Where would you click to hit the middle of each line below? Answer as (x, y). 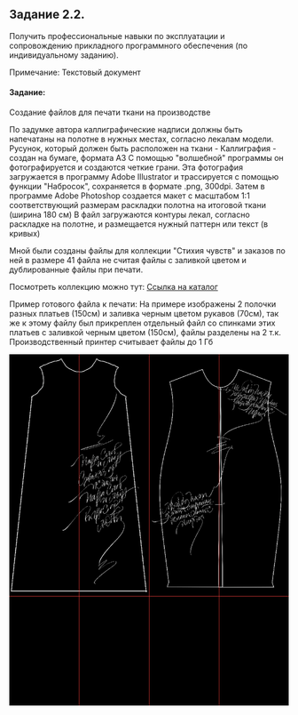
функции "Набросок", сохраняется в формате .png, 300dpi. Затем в (137, 187)
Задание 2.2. (47, 15)
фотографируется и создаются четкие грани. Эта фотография (126, 167)
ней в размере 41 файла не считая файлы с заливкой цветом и (128, 261)
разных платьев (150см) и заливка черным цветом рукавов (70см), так (144, 314)
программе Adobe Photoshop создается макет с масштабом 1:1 (129, 196)
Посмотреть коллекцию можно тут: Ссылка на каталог (114, 287)
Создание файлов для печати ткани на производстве (110, 112)
